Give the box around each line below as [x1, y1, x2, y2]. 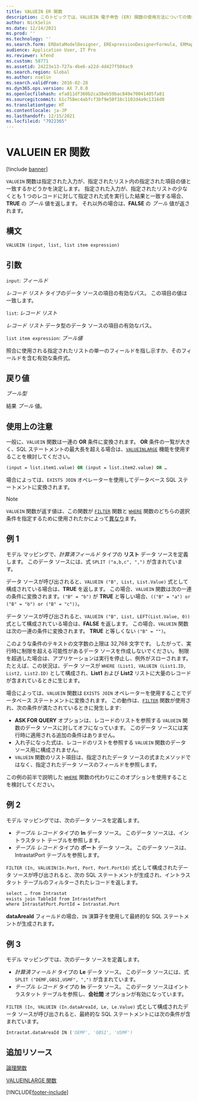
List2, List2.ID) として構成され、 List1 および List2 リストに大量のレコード [6, 669, 192, 677]
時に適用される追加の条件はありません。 [19, 731, 118, 739]
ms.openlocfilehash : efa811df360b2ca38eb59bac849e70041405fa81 [6, 91, 165, 97]
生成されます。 [21, 920, 58, 927]
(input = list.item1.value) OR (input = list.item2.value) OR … [6, 465, 167, 471]
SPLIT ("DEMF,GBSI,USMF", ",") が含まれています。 [14, 976, 139, 983]
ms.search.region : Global [6, 69, 70, 75]
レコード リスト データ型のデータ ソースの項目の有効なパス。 [6, 322, 155, 329]
